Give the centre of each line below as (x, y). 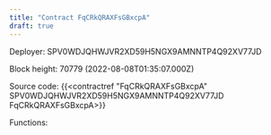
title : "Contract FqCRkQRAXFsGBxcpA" (80, 17)
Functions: (29, 122)
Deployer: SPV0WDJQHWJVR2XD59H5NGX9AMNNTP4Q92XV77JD (135, 51)
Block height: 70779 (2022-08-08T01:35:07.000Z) (102, 69)
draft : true (31, 26)
